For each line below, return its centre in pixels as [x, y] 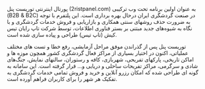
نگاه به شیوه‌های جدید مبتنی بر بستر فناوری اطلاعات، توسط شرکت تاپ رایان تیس [99, 28]
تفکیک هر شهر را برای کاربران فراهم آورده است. [62, 79]
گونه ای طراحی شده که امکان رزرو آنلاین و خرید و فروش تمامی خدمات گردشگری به [103, 72]
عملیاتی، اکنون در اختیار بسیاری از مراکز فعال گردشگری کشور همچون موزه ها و [98, 53]
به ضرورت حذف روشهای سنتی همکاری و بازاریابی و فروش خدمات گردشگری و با [99, 22]
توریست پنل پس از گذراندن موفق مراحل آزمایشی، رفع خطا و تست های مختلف [96, 46]
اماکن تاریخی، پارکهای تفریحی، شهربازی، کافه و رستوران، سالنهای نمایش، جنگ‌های [100, 59]
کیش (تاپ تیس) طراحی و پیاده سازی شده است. [62, 35]
